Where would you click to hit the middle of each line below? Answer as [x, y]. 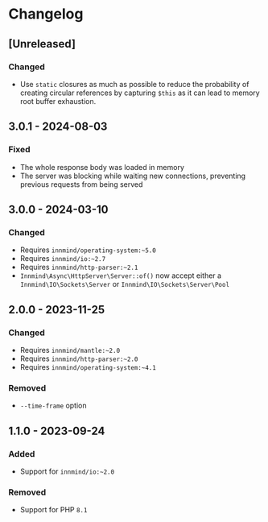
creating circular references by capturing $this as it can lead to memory [140, 93]
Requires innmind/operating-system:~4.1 [88, 367]
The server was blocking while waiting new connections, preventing [133, 176]
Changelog [46, 14]
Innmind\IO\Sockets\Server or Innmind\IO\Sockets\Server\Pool [125, 284]
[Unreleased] [42, 44]
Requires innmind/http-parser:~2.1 [79, 267]
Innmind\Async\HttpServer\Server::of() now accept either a [121, 275]
